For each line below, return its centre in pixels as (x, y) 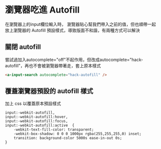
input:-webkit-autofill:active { (40, 126)
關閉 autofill (23, 47)
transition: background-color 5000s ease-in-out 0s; (68, 138)
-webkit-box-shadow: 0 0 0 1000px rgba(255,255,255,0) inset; (78, 134)
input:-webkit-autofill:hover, (37, 117)
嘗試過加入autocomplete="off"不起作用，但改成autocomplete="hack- (74, 60)
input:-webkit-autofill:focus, (37, 121)
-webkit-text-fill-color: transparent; (54, 130)
